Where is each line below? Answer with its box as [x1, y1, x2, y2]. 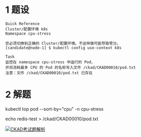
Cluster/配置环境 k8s [5, 26, 48, 31]
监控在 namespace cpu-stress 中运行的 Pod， [5, 59, 95, 64]
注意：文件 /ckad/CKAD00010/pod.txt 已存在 [5, 70, 93, 76]
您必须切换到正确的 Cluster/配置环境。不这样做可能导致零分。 [5, 41, 121, 46]
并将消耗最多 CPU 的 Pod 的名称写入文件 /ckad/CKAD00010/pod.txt [5, 65, 136, 70]
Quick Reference [5, 21, 40, 26]
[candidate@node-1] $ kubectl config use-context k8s [5, 45, 122, 50]
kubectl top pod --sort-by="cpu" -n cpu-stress [5, 106, 104, 112]
